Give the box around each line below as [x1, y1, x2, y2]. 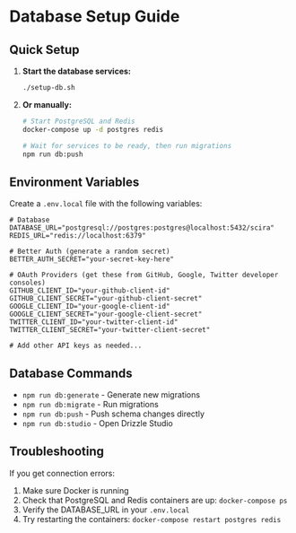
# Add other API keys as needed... [9, 341, 143, 351]
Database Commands [9, 365, 133, 380]
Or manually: [22, 99, 72, 109]
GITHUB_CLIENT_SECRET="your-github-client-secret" [9, 294, 203, 303]
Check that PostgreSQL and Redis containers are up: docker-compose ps [22, 494, 288, 505]
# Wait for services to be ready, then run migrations [22, 141, 232, 150]
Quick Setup [9, 42, 80, 57]
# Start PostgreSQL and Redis [22, 117, 136, 126]
